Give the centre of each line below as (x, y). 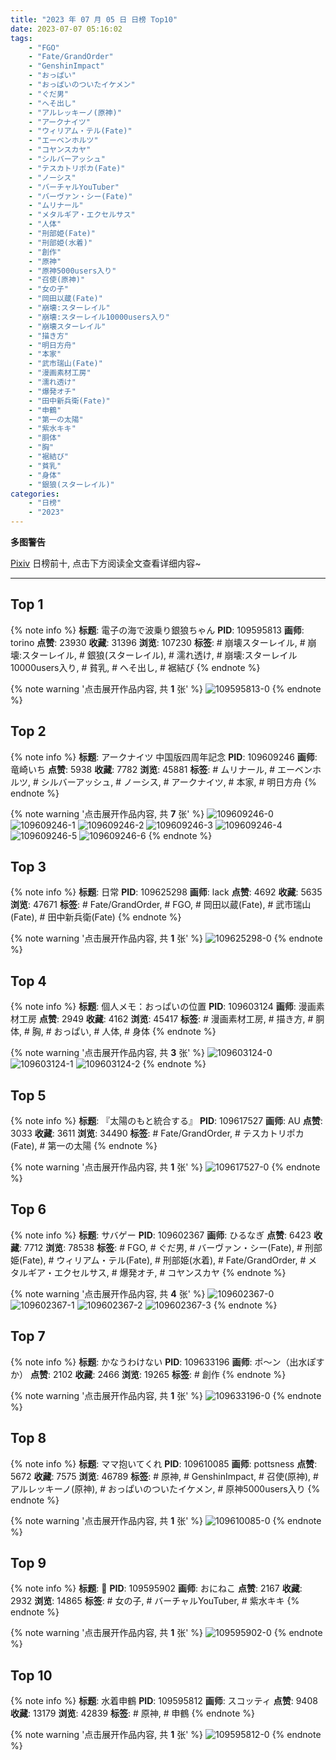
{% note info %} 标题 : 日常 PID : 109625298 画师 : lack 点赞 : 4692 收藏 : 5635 (166, 892)
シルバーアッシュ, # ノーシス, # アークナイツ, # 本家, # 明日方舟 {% (178, 782)
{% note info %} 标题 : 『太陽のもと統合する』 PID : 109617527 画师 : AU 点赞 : (166, 1121)
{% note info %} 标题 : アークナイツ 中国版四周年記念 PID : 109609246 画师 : (164, 757)
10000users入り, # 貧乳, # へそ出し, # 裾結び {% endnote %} (135, 667)
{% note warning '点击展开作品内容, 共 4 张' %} (108, 1293)
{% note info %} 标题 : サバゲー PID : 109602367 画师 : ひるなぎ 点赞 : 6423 (161, 1235)
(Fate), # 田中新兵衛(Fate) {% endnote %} (96, 917)
